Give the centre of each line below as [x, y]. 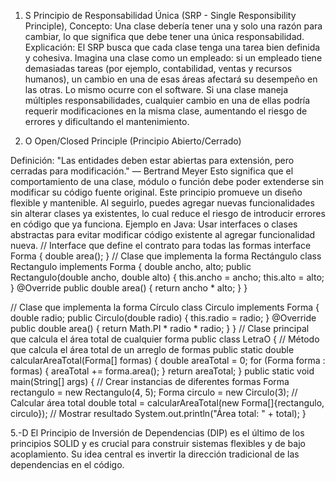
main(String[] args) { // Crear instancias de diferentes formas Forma [150, 381]
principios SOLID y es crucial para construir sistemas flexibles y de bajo [158, 443]
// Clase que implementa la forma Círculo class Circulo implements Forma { [165, 307]
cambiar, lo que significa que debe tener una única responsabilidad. [164, 36]
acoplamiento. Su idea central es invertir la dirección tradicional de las [155, 454]
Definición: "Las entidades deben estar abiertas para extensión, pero [152, 160]
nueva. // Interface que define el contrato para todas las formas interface [161, 245]
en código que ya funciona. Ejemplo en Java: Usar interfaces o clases [154, 224]
